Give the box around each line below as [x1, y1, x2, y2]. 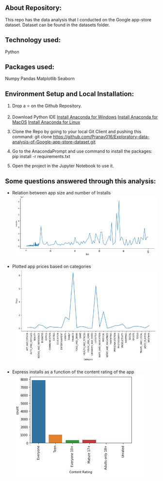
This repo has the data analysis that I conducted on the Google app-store [5, 16, 152, 22]
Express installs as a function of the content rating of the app [12, 369, 134, 375]
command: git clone [12, 134, 52, 140]
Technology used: [5, 36, 61, 44]
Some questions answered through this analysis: [5, 177, 156, 185]
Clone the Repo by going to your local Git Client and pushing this [12, 128, 142, 135]
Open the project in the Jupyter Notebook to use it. [12, 163, 114, 169]
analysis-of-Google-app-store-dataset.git [12, 139, 96, 145]
